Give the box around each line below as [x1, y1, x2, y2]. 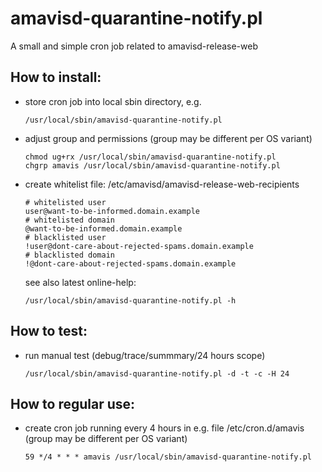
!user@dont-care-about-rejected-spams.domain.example [24, 241, 254, 251]
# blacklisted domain [24, 250, 115, 260]
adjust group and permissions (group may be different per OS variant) [24, 132, 313, 144]
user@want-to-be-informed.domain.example [24, 206, 200, 216]
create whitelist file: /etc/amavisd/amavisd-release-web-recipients [24, 178, 300, 190]
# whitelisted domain [24, 215, 115, 225]
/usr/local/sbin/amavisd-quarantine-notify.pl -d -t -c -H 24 [24, 368, 290, 379]
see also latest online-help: [24, 276, 137, 288]
